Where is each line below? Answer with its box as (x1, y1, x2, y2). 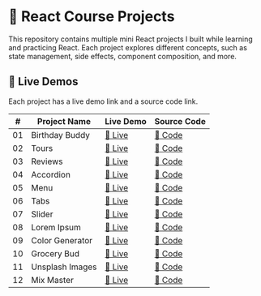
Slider (31, 208, 53, 220)
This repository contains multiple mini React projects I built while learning (8, 34, 253, 44)
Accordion (31, 169, 71, 180)
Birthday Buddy (31, 129, 91, 140)
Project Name (36, 115, 92, 127)
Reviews (31, 156, 63, 167)
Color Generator (31, 234, 93, 246)
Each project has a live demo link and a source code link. (8, 97, 199, 106)
